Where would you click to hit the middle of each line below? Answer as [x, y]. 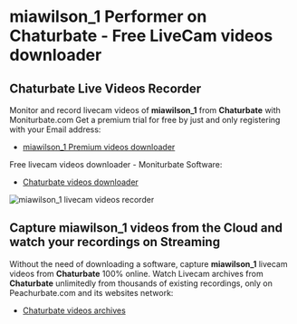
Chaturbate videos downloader [80, 182]
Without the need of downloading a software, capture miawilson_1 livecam [148, 263]
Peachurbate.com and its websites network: [91, 292]
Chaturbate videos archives [74, 310]
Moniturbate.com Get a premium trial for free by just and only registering [145, 120]
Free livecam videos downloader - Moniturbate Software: [116, 164]
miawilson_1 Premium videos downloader [99, 147]
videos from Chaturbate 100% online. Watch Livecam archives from [137, 273]
